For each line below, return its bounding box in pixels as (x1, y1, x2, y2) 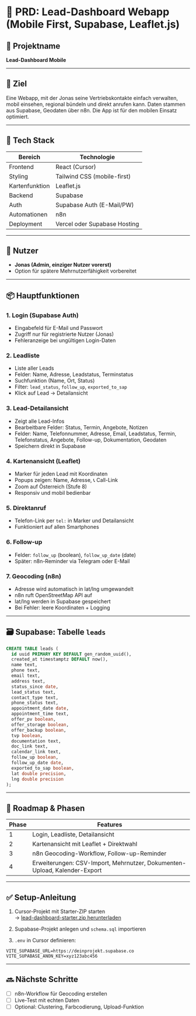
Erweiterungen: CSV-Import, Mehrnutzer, (32, 859, 146, 867)
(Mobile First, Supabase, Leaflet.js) (6, 18, 180, 31)
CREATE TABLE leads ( (6, 646, 59, 652)
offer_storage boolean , (11, 722, 69, 728)
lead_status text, (11, 689, 57, 695)
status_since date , (11, 684, 59, 690)
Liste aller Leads (14, 365, 54, 372)
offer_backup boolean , (11, 727, 66, 733)
